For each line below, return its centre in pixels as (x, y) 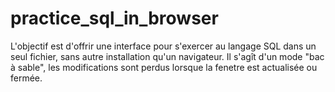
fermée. (26, 78)
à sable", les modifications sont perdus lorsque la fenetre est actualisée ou (164, 67)
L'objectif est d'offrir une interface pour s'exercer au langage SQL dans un (163, 46)
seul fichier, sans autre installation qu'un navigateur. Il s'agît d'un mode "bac (167, 56)
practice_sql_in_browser (114, 18)
